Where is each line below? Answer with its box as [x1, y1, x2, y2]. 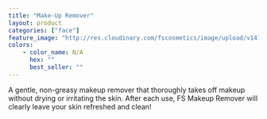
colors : [8, 41, 34, 49]
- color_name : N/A [22, 48, 83, 56]
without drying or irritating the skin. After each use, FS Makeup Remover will [8, 93, 258, 103]
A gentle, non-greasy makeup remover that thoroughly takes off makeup [8, 85, 246, 94]
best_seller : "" [29, 63, 83, 71]
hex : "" [29, 56, 56, 64]
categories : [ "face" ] [8, 26, 80, 34]
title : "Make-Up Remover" [8, 11, 94, 20]
